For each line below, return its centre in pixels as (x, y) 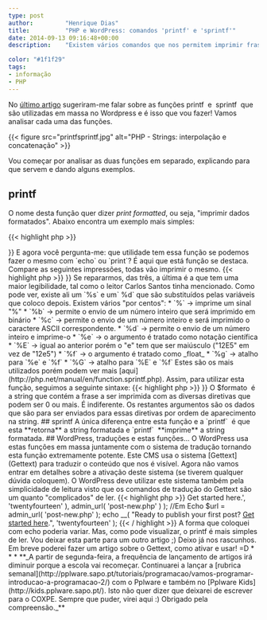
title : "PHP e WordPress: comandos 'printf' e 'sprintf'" (122, 30)
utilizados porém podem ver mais (63, 371)
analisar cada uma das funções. (60, 121)
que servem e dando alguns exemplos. (72, 169)
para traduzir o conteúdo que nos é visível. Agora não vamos (139, 464)
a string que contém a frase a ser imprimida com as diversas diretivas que (130, 396)
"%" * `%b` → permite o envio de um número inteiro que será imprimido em (132, 312)
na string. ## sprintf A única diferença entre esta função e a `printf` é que (129, 422)
